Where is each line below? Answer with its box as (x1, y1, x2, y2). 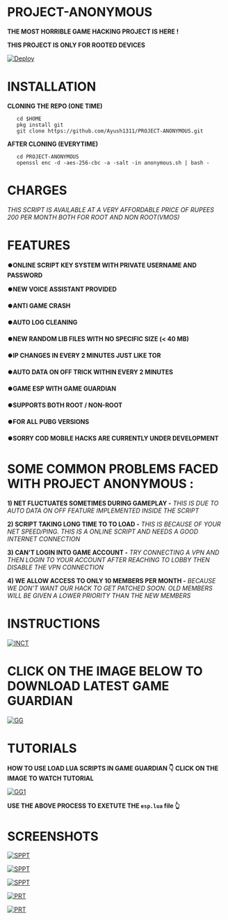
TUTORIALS (7, 740, 77, 756)
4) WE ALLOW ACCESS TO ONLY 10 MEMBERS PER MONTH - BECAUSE (7, 576, 216, 585)
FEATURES (7, 238, 71, 253)
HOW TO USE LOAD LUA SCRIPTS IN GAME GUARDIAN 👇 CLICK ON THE (7, 764, 219, 772)
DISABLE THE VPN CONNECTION (7, 563, 104, 571)
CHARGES (7, 183, 67, 199)
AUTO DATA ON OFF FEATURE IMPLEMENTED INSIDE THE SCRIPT (7, 506, 199, 515)
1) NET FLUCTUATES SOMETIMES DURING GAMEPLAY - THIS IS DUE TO (7, 499, 219, 507)
